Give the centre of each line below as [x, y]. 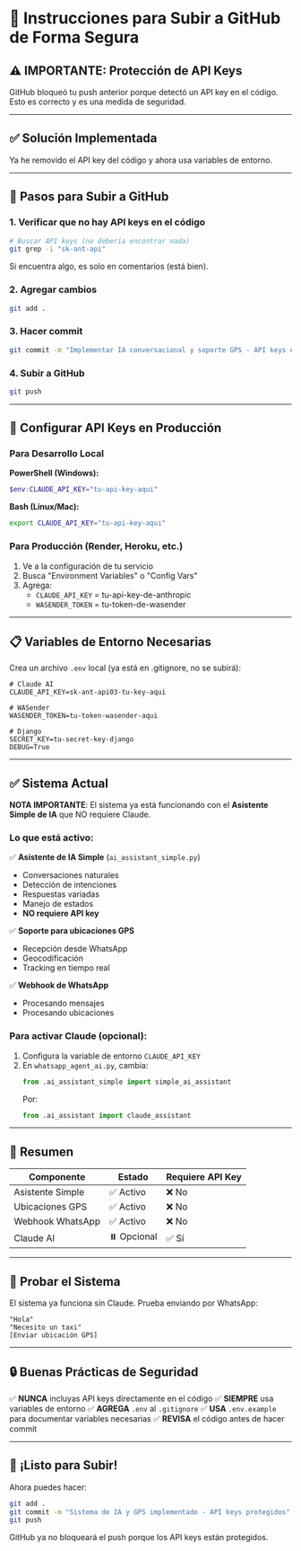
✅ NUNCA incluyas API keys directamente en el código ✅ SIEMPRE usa [142, 1398]
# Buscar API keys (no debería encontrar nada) [100, 241]
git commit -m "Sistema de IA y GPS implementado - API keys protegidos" [150, 1512]
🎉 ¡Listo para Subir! [64, 1465]
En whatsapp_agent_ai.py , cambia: [85, 1065]
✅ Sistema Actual [59, 783]
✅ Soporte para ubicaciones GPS [72, 931]
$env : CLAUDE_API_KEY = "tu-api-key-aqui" [84, 490]
